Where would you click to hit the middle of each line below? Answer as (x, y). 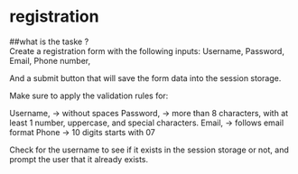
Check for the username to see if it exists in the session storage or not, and (149, 150)
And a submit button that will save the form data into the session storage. (145, 78)
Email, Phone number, (50, 60)
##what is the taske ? (49, 41)
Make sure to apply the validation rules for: (89, 96)
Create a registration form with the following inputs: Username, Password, (147, 50)
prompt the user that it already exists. (79, 159)
